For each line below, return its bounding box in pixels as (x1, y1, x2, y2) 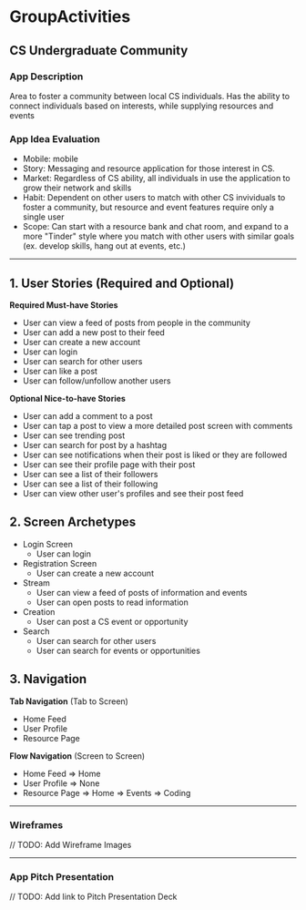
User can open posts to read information (36, 597, 189, 608)
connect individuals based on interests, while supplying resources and (9, 100, 274, 111)
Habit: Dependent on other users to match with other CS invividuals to (22, 192, 286, 203)
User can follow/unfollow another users (22, 375, 171, 386)
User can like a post (22, 365, 98, 376)
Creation (22, 606, 56, 617)
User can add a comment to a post (22, 410, 153, 421)
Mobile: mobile (22, 153, 79, 165)
